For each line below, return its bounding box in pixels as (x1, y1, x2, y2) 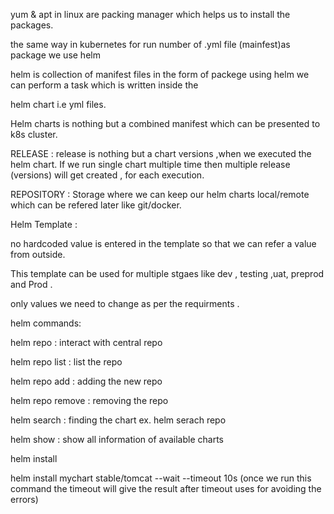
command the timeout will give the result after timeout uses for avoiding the (10, 483, 322, 494)
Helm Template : (10, 219, 78, 230)
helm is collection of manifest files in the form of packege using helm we (10, 69, 310, 80)
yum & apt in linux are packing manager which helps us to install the (10, 9, 291, 20)
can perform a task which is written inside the (10, 79, 199, 91)
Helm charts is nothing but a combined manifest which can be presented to (10, 118, 321, 129)
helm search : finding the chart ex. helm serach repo (10, 414, 227, 426)
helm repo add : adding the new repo (10, 375, 163, 387)
